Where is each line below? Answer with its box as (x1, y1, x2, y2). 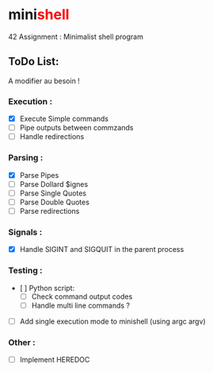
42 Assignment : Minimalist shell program (8, 32, 144, 41)
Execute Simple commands (19, 114, 109, 124)
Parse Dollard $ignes (19, 179, 89, 188)
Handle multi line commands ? (31, 300, 131, 310)
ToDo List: (8, 55, 59, 68)
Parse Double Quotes (19, 197, 89, 207)
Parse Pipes (19, 170, 59, 180)
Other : (8, 336, 36, 347)
